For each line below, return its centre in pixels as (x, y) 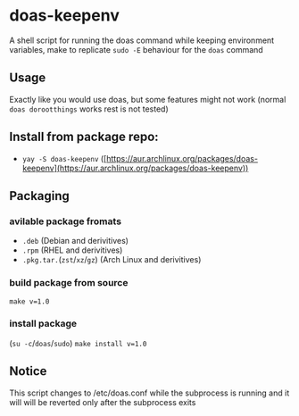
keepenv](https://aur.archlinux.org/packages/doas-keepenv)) (135, 168)
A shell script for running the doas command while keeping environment (142, 40)
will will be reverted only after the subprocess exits (103, 402)
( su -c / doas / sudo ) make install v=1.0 (78, 343)
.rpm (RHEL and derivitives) (72, 250)
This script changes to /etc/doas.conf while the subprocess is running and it (149, 393)
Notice (28, 371)
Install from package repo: (84, 137)
